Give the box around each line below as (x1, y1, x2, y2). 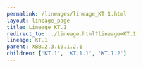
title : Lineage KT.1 (6, 23, 68, 30)
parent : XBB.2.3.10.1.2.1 (6, 43, 82, 50)
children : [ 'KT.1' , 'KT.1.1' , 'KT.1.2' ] (6, 50, 128, 57)
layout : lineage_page (6, 17, 70, 24)
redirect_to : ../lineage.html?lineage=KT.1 (6, 30, 137, 38)
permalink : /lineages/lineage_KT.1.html (6, 10, 128, 18)
